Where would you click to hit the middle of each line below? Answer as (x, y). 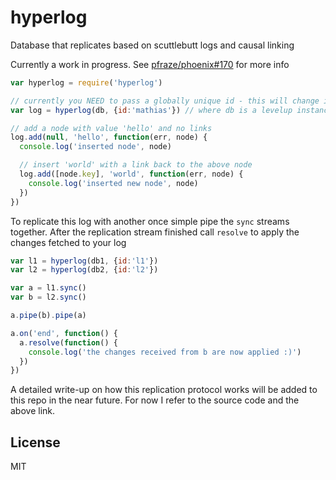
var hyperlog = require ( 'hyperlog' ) (86, 82)
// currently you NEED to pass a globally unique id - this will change (165, 101)
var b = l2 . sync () (48, 297)
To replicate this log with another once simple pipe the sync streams (150, 221)
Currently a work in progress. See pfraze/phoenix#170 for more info (150, 64)
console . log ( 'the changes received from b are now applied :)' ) (165, 352)
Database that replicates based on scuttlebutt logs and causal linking (152, 45)
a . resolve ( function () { (68, 342)
